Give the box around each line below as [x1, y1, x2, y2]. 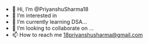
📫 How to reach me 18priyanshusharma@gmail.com [11, 32, 143, 38]
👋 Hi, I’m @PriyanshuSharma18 [11, 6, 89, 12]
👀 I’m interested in [11, 12, 57, 19]
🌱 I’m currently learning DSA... [11, 18, 87, 25]
